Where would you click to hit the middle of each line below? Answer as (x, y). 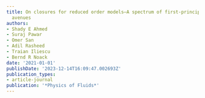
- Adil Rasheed (26, 46)
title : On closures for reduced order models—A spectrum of (85, 12)
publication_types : (31, 74)
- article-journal (30, 80)
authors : (17, 23)
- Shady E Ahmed (27, 29)
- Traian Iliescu (28, 52)
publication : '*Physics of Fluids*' (53, 86)
